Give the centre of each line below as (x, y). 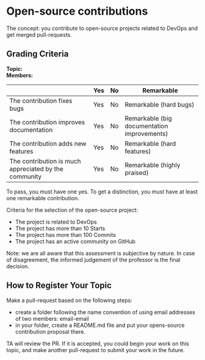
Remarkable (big (148, 118)
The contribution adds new (48, 143)
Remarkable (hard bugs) (160, 104)
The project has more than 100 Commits (66, 234)
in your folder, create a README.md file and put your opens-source (100, 325)
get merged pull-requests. (39, 34)
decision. (18, 266)
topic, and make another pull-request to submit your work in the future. (95, 350)
